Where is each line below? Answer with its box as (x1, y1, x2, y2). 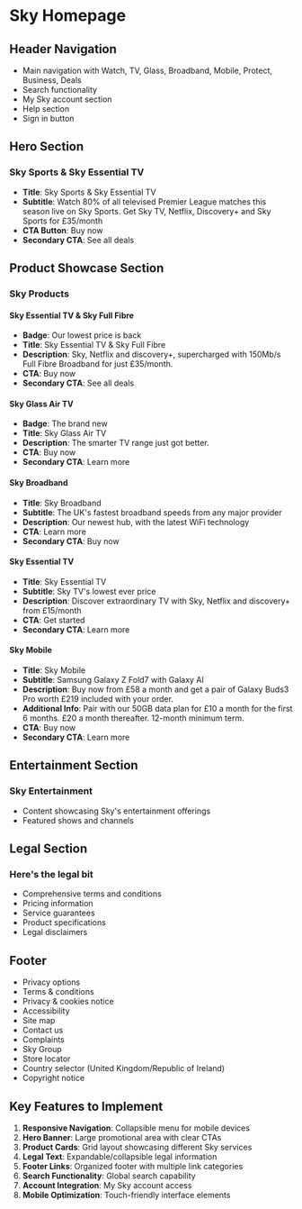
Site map (22, 1015, 56, 1026)
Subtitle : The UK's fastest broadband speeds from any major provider (22, 506, 282, 518)
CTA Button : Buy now (22, 224, 103, 235)
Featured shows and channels (22, 814, 135, 825)
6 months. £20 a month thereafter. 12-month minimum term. (22, 713, 244, 723)
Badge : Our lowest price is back (22, 330, 142, 341)
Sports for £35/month (22, 215, 103, 226)
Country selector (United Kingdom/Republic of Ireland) (22, 1063, 226, 1074)
